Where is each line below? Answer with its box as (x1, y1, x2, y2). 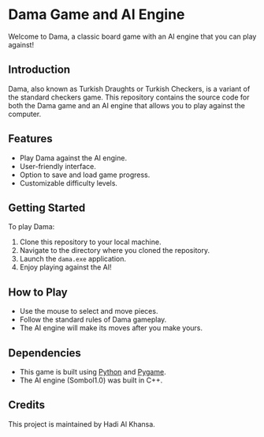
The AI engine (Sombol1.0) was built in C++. (19, 375, 163, 385)
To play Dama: (8, 222, 55, 232)
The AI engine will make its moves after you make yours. (19, 323, 203, 333)
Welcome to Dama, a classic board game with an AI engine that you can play (8, 32, 257, 41)
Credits (8, 398, 46, 412)
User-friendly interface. (19, 161, 96, 171)
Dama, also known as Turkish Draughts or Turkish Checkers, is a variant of (8, 84, 251, 93)
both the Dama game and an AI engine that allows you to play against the (8, 100, 246, 110)
